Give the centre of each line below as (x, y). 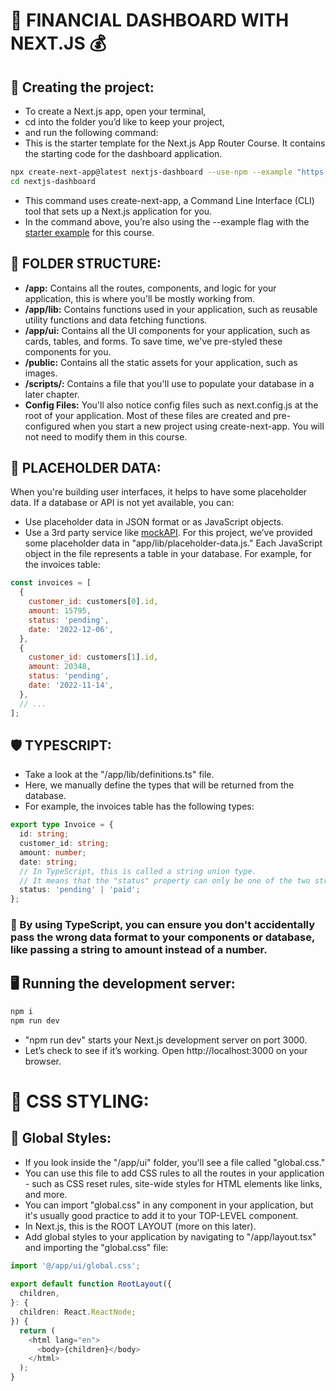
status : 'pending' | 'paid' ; (80, 890)
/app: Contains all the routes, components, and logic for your (150, 288)
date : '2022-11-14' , (71, 685)
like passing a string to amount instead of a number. (139, 950)
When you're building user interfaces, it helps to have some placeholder (158, 492)
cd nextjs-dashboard (53, 181)
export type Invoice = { (62, 825)
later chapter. (52, 394)
